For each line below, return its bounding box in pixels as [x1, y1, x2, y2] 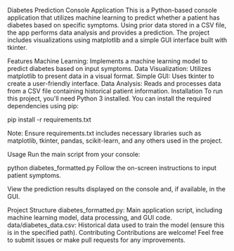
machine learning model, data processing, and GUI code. [7, 214, 172, 221]
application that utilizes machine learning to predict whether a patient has [7, 13, 220, 22]
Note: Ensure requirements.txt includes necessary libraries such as [7, 129, 202, 137]
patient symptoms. [7, 172, 62, 179]
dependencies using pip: [7, 102, 79, 110]
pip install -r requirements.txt [7, 115, 91, 124]
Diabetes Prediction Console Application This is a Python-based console [7, 6, 218, 14]
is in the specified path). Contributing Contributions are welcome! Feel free [7, 229, 223, 236]
